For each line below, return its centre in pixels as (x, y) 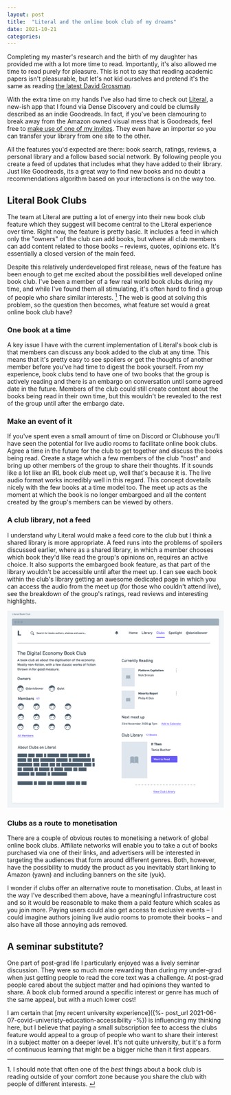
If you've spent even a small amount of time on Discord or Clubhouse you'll (113, 436)
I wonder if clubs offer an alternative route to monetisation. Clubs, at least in (114, 888)
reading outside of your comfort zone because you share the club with (107, 1076)
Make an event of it (40, 421)
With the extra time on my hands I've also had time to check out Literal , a (110, 99)
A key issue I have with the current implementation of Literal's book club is (112, 345)
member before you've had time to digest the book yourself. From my (106, 367)
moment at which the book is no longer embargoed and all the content (107, 495)
